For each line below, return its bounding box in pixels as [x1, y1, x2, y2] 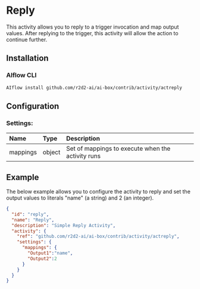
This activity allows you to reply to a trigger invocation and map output [6, 23, 179, 30]
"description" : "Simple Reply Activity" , [11, 222, 116, 228]
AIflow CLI [6, 71, 37, 79]
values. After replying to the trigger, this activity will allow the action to [6, 29, 179, 36]
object [42, 148, 61, 157]
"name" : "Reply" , [11, 217, 55, 223]
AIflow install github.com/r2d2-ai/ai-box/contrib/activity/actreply [6, 85, 183, 91]
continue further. [6, 36, 48, 43]
